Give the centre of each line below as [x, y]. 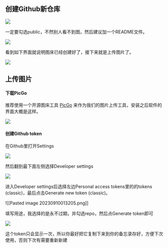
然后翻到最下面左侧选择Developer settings [49, 166]
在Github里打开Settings [30, 146]
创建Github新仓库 [33, 9]
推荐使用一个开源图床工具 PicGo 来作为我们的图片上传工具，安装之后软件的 [84, 105]
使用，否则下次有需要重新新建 [36, 240]
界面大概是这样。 [23, 112]
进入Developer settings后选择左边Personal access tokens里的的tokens [79, 186]
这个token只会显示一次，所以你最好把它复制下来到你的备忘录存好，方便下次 [84, 234]
